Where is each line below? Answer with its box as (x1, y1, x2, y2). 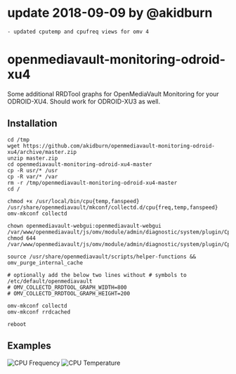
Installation (7, 117, 58, 129)
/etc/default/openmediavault (7, 278, 93, 285)
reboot (7, 321, 27, 328)
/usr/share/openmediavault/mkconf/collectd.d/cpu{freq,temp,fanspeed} (7, 204, 218, 211)
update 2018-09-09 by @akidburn (7, 5, 213, 21)
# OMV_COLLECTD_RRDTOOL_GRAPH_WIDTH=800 (7, 283, 128, 291)
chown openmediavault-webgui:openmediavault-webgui (7, 222, 162, 229)
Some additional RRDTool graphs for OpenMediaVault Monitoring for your (7, 89, 219, 98)
